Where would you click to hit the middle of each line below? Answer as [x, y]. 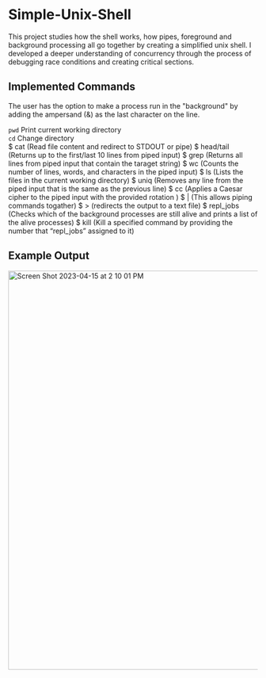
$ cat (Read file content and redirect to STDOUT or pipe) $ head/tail [119, 146]
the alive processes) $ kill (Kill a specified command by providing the [121, 222]
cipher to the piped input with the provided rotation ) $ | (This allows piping [130, 197]
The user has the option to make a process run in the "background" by [123, 105]
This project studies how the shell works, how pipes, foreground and [120, 36]
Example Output [49, 256]
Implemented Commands [72, 87]
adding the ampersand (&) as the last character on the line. [104, 114]
